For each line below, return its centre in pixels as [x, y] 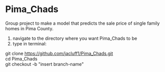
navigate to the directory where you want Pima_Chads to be [75, 38]
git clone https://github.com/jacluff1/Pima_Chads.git [59, 53]
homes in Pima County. [29, 28]
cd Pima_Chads [22, 58]
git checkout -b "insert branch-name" [45, 64]
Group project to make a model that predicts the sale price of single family [82, 23]
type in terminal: [30, 43]
